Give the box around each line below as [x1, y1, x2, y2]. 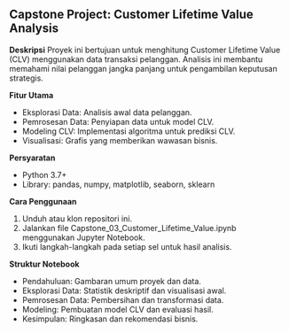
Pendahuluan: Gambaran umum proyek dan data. [21, 275, 202, 286]
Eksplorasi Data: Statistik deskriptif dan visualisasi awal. [21, 285, 227, 296]
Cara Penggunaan [9, 196, 77, 206]
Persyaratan [9, 152, 56, 163]
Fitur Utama [9, 89, 54, 100]
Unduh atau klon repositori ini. [21, 213, 133, 224]
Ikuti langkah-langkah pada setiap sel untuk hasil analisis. [21, 241, 232, 252]
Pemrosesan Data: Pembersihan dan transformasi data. [21, 294, 224, 305]
